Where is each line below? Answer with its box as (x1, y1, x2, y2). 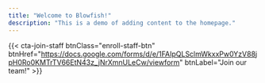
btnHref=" (8, 49, 41, 58)
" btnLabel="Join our (179, 57, 248, 67)
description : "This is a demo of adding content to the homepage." (8, 19, 236, 27)
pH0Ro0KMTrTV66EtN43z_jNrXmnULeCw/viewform (8, 57, 180, 67)
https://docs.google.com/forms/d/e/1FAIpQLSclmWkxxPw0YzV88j (40, 49, 258, 58)
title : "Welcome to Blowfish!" (8, 11, 112, 20)
